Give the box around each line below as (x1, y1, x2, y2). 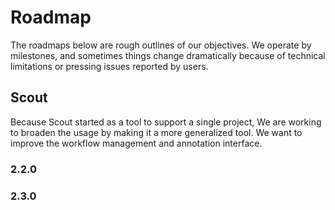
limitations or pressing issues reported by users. (10, 60, 209, 72)
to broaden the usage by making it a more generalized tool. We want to (10, 126, 303, 138)
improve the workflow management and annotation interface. (10, 137, 263, 149)
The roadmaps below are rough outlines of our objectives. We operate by (10, 39, 312, 51)
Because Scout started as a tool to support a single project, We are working (10, 116, 322, 128)
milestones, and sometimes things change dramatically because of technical (10, 49, 326, 61)
